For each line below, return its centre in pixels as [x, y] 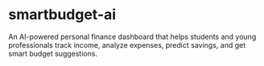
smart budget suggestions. [53, 53]
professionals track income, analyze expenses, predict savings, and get [127, 45]
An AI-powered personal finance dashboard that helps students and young [132, 37]
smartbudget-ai [62, 15]
